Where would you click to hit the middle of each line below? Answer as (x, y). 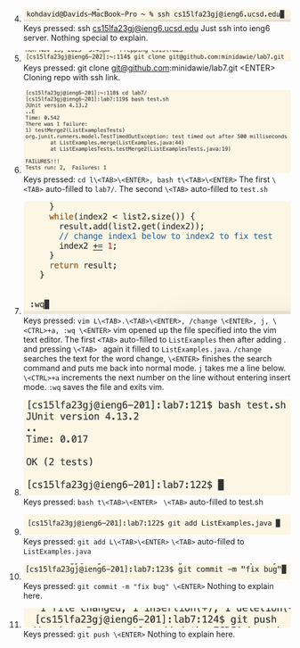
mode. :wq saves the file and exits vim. (93, 387)
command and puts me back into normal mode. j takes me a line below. (154, 368)
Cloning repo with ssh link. (72, 77)
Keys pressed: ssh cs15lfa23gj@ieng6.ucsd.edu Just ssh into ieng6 (146, 29)
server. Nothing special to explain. (85, 38)
